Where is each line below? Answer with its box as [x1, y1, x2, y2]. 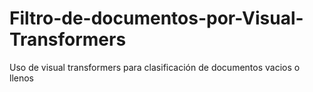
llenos [9, 72, 34, 84]
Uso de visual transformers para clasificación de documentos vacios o [9, 61, 301, 73]
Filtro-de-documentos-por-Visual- [9, 7, 304, 30]
